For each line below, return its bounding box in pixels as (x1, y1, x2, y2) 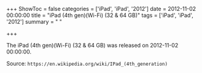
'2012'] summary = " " (6, 18, 63, 25)
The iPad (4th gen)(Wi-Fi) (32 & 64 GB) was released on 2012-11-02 (6, 42, 179, 49)
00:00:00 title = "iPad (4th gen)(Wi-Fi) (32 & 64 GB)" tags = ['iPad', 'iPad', (6, 12, 193, 19)
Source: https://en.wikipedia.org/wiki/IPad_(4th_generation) (6, 60, 168, 67)
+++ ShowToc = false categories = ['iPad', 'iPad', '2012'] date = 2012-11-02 (6, 5, 196, 12)
